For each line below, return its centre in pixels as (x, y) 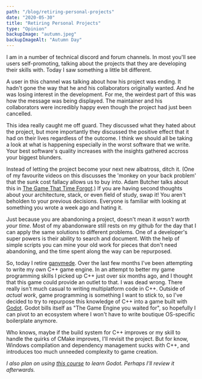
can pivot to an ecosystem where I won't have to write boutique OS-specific (101, 314)
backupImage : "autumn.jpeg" (42, 34)
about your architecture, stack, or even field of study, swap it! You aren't (96, 195)
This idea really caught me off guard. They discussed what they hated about (101, 125)
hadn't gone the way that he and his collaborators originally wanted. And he (100, 88)
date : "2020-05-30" (31, 18)
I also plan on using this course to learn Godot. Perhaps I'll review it (90, 363)
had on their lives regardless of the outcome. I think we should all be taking (99, 138)
